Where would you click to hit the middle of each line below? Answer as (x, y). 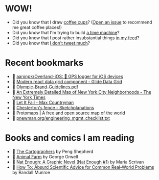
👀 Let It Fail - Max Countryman (43, 102)
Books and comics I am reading (70, 138)
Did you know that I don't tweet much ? (51, 43)
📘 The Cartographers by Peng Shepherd (53, 151)
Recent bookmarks (45, 63)
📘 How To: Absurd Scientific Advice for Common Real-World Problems (83, 167)
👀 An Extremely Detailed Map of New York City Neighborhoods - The (82, 92)
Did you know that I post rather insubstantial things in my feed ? (76, 38)
